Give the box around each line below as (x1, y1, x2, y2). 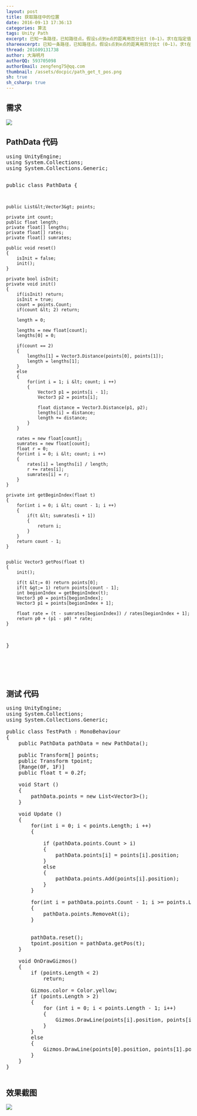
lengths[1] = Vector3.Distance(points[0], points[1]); (27, 353, 164, 359)
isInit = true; (16, 297, 54, 302)
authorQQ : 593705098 (6, 58, 57, 64)
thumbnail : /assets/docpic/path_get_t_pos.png (6, 69, 122, 75)
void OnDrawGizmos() (18, 958, 77, 965)
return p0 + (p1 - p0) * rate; (16, 615, 93, 621)
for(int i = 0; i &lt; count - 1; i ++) (16, 502, 117, 508)
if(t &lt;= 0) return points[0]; (16, 579, 98, 585)
